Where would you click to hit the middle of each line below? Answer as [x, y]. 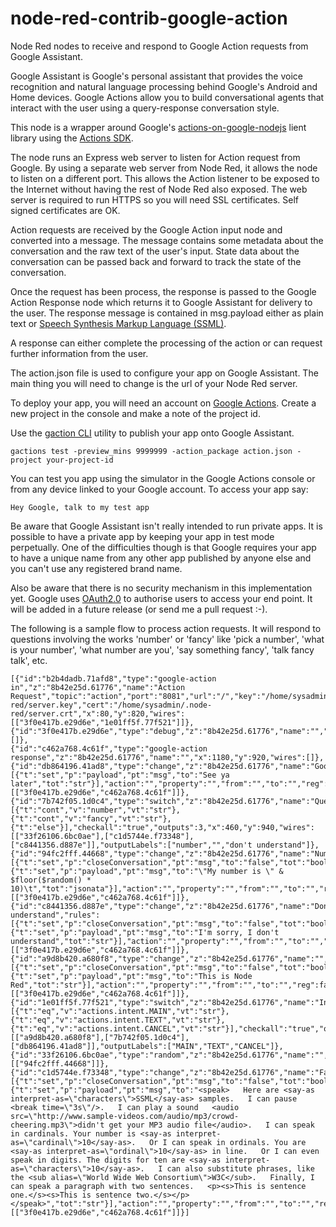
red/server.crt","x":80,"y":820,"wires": [98, 713]
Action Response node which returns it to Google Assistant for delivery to [161, 302]
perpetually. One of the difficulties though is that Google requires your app [163, 547]
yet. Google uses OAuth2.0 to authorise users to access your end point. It [161, 598]
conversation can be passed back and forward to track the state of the [156, 261]
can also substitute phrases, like [240, 1168]
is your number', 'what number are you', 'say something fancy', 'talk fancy [162, 649]
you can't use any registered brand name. [96, 568]
